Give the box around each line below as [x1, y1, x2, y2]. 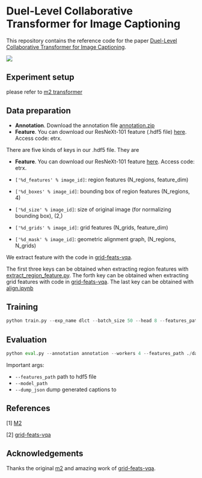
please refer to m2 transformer [6, 88, 83, 95]
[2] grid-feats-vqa [6, 431, 51, 438]
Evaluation [6, 335, 47, 345]
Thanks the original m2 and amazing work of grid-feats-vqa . [6, 464, 156, 471]
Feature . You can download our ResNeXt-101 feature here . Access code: [14, 158, 195, 165]
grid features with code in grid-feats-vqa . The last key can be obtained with [6, 278, 194, 285]
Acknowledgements [6, 448, 84, 459]
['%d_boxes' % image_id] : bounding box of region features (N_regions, [14, 187, 191, 195]
